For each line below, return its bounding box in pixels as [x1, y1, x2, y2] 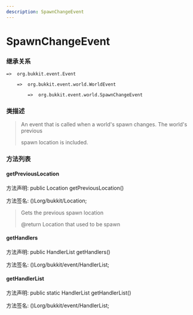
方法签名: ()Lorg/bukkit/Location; [6, 197, 87, 204]
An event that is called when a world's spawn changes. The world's [20, 121, 188, 128]
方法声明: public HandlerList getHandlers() [6, 248, 111, 255]
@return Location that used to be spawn [20, 220, 121, 228]
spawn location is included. [20, 139, 88, 146]
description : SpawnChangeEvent [6, 8, 84, 15]
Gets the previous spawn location [20, 209, 103, 216]
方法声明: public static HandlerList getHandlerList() [6, 289, 131, 296]
